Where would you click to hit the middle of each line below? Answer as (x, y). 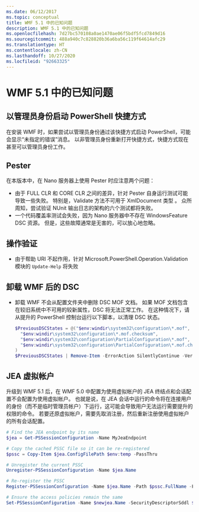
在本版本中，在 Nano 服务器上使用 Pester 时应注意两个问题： (81, 181)
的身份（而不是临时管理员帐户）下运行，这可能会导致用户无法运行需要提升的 (99, 406)
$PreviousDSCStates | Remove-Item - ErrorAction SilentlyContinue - (100, 356)
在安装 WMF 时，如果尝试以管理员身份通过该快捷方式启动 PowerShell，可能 (99, 132)
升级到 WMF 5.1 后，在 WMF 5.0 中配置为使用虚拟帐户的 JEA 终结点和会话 (96, 391)
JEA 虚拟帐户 (30, 376)
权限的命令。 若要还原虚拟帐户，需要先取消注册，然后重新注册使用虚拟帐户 (98, 414)
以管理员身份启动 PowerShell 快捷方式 (76, 116)
